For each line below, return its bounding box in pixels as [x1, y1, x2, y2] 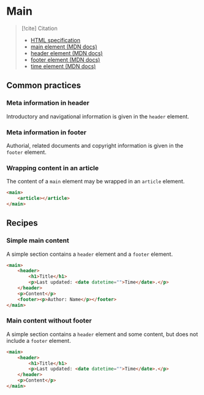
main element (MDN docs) [30, 43, 98, 50]
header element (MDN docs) [30, 49, 103, 56]
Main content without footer [6, 316, 92, 325]
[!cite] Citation [21, 25, 58, 32]
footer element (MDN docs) [30, 56, 100, 63]
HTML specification [30, 36, 81, 44]
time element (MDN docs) [30, 63, 96, 70]
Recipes [6, 218, 38, 228]
